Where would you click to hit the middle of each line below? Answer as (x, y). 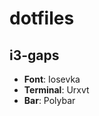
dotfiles (42, 18)
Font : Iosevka (52, 79)
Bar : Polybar (49, 100)
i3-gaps (34, 55)
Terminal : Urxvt (56, 90)
